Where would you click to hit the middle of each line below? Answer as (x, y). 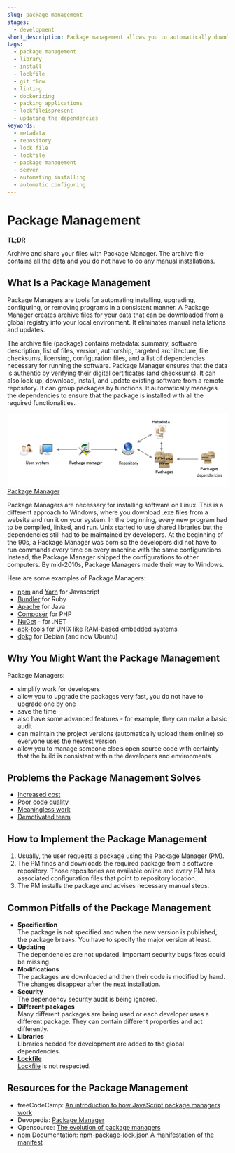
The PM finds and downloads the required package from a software (115, 864)
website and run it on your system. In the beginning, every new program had (117, 519)
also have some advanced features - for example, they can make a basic (122, 718)
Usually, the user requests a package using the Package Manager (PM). (121, 856)
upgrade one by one (47, 704)
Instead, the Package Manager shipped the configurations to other (103, 557)
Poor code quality (43, 802)
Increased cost (39, 795)
